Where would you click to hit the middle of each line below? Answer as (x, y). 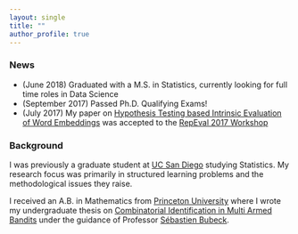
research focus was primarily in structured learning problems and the (137, 173)
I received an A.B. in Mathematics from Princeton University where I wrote (145, 200)
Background (37, 145)
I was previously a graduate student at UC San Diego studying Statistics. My (149, 165)
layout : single (37, 17)
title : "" (28, 26)
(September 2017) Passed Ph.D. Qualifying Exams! (115, 103)
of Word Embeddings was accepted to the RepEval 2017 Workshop (145, 122)
